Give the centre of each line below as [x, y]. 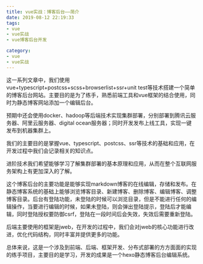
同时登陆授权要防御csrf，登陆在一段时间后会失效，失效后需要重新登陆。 [106, 214]
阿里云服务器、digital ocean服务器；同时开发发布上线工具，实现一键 [107, 123]
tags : [13, 23]
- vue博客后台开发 [27, 40]
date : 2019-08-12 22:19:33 [40, 17]
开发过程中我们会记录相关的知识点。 [51, 151]
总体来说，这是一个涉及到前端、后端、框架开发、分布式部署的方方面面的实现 [101, 247]
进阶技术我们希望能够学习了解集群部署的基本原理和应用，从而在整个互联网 [99, 163]
